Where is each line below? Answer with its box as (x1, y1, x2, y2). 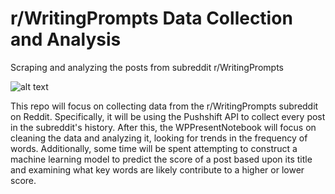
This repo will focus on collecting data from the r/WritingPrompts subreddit (10, 100, 319, 112)
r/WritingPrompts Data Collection (10, 7, 293, 30)
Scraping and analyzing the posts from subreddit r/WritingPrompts (10, 61, 284, 73)
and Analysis (10, 28, 122, 51)
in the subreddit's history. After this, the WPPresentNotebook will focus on (10, 121, 317, 133)
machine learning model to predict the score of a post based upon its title (10, 153, 313, 165)
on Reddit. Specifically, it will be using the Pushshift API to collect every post (10, 110, 326, 122)
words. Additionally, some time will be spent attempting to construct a (10, 142, 298, 154)
